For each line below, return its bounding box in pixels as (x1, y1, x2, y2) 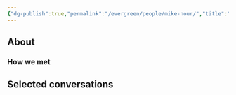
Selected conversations (7, 78, 114, 91)
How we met (7, 57, 51, 66)
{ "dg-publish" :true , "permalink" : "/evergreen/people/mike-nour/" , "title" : (7, 10, 228, 17)
